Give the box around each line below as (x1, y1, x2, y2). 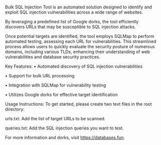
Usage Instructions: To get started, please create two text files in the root (5, 101, 152, 107)
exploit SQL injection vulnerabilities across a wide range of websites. (5, 9, 143, 15)
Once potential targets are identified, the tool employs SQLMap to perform (5, 34, 155, 39)
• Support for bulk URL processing (5, 73, 75, 78)
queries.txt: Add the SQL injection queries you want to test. (5, 125, 124, 131)
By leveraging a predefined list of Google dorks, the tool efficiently (5, 19, 139, 24)
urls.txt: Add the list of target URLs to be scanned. (5, 116, 106, 121)
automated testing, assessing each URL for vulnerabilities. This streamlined (5, 38, 157, 44)
